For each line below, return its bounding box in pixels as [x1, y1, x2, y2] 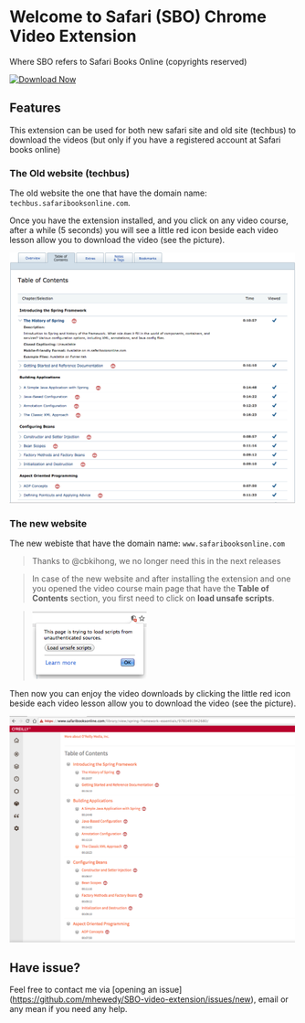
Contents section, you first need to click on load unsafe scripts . [31, 592, 275, 604]
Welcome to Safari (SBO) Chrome [9, 6, 267, 27]
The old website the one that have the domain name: [9, 187, 207, 198]
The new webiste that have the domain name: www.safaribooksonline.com [9, 538, 286, 549]
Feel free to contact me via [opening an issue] [9, 985, 183, 996]
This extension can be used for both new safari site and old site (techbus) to [9, 124, 297, 135]
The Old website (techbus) [9, 166, 131, 179]
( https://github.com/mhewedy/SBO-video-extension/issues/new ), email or [9, 994, 289, 1005]
